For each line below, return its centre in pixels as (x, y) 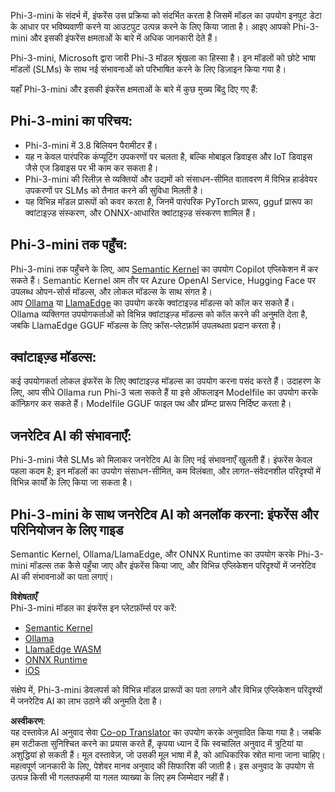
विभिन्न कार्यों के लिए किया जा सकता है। (71, 482)
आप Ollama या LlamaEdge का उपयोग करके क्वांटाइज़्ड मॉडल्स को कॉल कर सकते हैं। (152, 302)
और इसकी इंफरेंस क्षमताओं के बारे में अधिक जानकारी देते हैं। (123, 38)
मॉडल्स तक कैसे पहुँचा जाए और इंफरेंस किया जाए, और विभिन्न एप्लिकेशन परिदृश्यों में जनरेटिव (173, 566)
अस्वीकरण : (28, 721)
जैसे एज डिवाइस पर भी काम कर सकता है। (91, 167)
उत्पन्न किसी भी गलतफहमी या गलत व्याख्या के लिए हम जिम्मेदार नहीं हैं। (120, 777)
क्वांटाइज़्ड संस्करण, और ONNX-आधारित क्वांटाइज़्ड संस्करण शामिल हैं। (140, 212)
